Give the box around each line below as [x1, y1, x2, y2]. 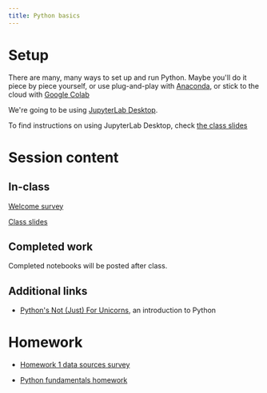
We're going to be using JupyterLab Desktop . [8, 105, 158, 114]
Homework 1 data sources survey [19, 360, 130, 370]
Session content [8, 149, 119, 166]
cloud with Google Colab [8, 89, 90, 99]
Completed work [8, 240, 94, 253]
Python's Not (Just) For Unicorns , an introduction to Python [19, 305, 217, 316]
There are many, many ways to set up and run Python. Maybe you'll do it [8, 73, 247, 82]
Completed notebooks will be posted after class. [8, 261, 168, 271]
